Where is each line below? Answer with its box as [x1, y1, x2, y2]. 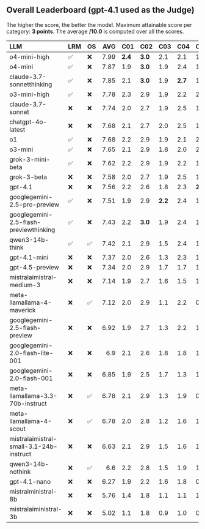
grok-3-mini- [9, 155, 51, 163]
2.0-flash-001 [9, 373, 53, 382]
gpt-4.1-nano [9, 477, 51, 486]
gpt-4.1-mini [9, 253, 49, 261]
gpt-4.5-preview [9, 263, 60, 271]
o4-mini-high [9, 52, 50, 61]
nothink [9, 467, 31, 476]
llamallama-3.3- [9, 391, 58, 400]
